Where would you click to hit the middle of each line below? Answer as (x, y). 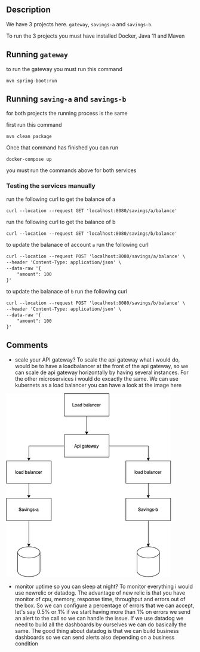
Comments (27, 345)
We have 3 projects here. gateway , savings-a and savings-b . (79, 24)
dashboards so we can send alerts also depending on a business (95, 637)
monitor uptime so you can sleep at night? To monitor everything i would (104, 586)
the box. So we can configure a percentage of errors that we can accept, (104, 605)
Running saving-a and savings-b (66, 99)
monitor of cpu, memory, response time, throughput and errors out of (100, 599)
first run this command (34, 125)
